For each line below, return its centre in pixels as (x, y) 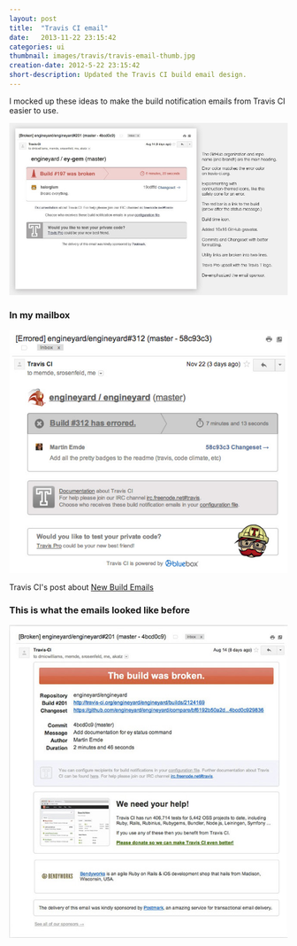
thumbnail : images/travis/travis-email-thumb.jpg (103, 56)
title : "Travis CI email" (59, 28)
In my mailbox (40, 315)
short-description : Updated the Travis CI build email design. (128, 75)
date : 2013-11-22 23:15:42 (63, 37)
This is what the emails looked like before (99, 610)
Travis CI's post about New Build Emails (82, 587)
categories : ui (37, 47)
